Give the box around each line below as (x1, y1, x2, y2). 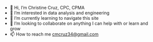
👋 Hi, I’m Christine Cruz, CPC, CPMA (9, 5, 85, 10)
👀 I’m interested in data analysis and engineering (9, 10, 110, 16)
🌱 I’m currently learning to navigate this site (9, 15, 99, 21)
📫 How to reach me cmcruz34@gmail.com (9, 31, 99, 37)
